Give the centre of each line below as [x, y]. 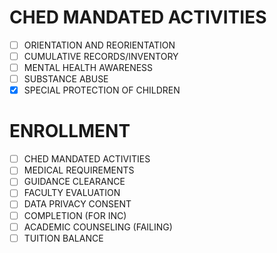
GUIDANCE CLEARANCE [74, 182]
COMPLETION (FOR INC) [75, 215]
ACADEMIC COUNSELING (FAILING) [98, 227]
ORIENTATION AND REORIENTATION [99, 45]
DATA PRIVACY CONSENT [77, 204]
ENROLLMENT [70, 131]
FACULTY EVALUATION [72, 193]
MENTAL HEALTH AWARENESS [88, 68]
